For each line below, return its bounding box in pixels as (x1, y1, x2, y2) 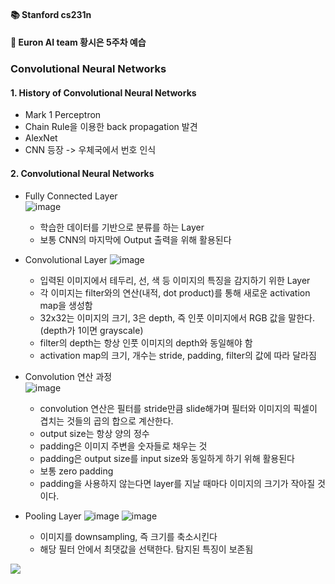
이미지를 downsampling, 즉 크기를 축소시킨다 (39, 530, 218, 542)
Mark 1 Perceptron (24, 109, 102, 121)
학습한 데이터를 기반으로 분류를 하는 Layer (39, 221, 205, 233)
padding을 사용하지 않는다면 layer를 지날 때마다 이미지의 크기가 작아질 (39, 477, 316, 489)
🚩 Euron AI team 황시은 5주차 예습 (10, 36, 147, 49)
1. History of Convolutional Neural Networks (10, 86, 197, 99)
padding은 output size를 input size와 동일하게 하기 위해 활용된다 (39, 452, 295, 464)
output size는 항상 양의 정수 (39, 427, 150, 439)
